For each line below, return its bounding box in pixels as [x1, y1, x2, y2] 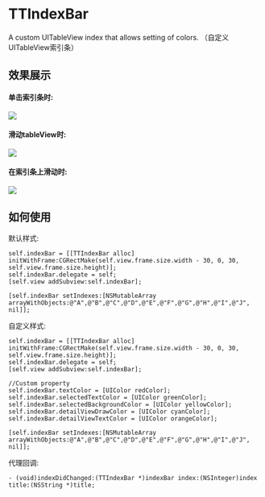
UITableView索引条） [8, 42, 78, 52]
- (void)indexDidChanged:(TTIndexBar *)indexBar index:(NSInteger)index [8, 474, 258, 482]
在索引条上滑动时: [8, 167, 68, 177]
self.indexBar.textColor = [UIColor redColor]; [8, 386, 172, 395]
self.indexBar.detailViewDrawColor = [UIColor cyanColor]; [8, 408, 211, 416]
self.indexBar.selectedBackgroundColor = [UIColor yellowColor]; [8, 400, 232, 408]
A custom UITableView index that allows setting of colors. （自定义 [8, 32, 230, 42]
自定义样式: [8, 321, 47, 330]
